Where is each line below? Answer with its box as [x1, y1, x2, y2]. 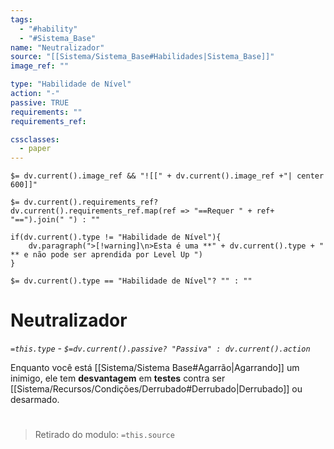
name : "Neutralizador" [10, 42, 105, 53]
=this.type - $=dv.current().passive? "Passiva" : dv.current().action [10, 342, 311, 355]
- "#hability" [19, 24, 78, 34]
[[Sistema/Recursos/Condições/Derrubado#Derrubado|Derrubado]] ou [10, 383, 303, 395]
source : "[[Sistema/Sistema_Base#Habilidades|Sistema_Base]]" [10, 52, 275, 62]
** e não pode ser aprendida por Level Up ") [10, 250, 203, 260]
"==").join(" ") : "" [10, 215, 101, 225]
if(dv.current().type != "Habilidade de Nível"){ [10, 232, 222, 243]
